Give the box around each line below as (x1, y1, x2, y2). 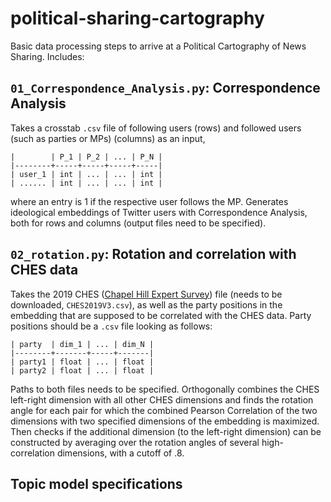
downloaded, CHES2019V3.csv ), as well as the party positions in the (10, 298, 283, 311)
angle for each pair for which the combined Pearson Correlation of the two (10, 404, 318, 416)
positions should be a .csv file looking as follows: (10, 320, 213, 332)
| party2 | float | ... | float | (10, 365, 155, 376)
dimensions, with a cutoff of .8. (56, 447, 185, 459)
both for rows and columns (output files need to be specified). (10, 217, 267, 229)
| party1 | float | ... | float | (10, 357, 155, 367)
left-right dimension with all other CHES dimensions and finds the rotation (10, 393, 314, 406)
